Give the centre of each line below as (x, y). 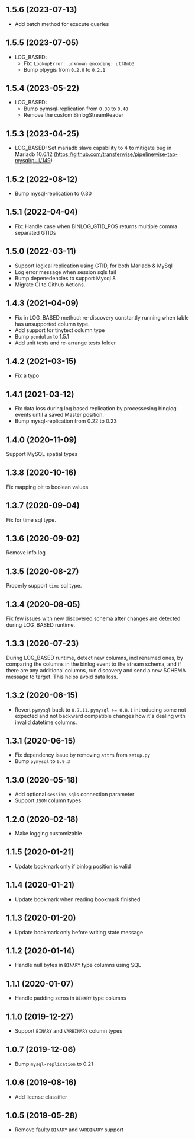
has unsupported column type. (52, 324)
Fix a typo (27, 375)
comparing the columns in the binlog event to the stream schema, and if (94, 664)
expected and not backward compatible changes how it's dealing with (100, 716)
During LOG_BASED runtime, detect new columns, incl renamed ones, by (95, 658)
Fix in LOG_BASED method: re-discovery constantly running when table (102, 317)
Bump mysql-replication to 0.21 (54, 1064)
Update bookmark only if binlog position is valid (73, 866)
